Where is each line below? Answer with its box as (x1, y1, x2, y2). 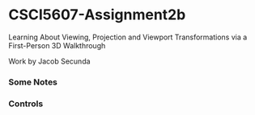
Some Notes (8, 76, 58, 88)
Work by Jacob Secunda (8, 56, 91, 66)
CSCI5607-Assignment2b (8, 6, 186, 24)
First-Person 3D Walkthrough (8, 40, 106, 50)
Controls (8, 98, 44, 109)
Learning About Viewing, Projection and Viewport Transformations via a (8, 32, 248, 42)
